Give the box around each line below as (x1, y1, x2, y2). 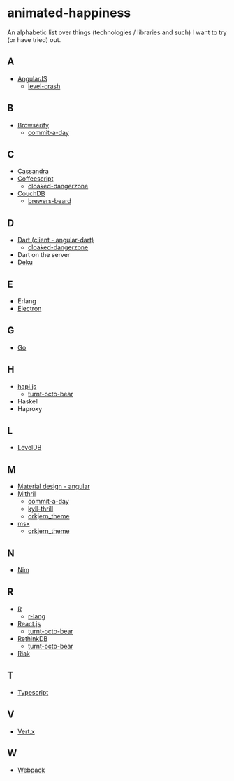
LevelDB (17, 443, 42, 452)
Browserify (17, 120, 49, 129)
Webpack (17, 766, 45, 775)
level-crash (27, 82, 61, 90)
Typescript (17, 688, 49, 696)
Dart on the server (17, 251, 71, 259)
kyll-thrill (27, 504, 54, 513)
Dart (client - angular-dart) (17, 236, 94, 244)
